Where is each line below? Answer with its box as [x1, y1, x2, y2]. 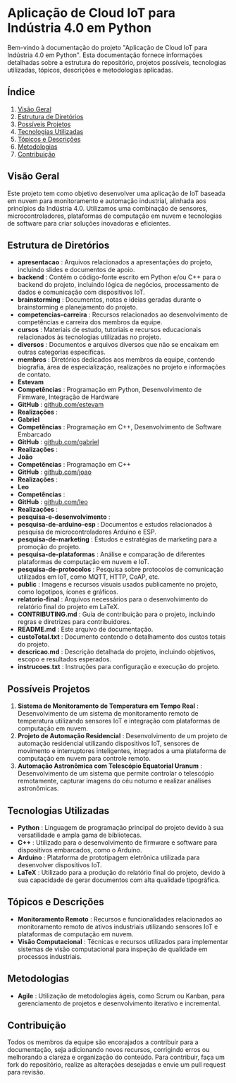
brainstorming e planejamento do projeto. [17, 303, 138, 312]
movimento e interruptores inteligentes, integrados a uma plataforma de [17, 747, 227, 755]
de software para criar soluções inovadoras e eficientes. [7, 219, 171, 227]
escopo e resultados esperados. [17, 655, 111, 663]
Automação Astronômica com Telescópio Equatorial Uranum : [17, 761, 203, 770]
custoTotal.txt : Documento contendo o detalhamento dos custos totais [17, 632, 226, 641]
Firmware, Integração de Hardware [17, 393, 120, 401]
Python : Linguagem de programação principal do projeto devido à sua [17, 824, 224, 831]
